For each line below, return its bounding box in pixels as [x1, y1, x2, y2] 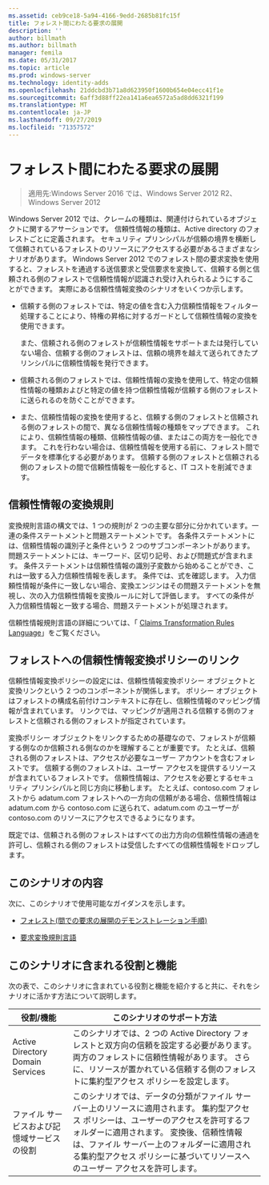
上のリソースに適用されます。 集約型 [88, 1103, 227, 1114]
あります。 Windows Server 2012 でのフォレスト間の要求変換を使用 [35, 254, 259, 263]
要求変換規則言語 [19, 933, 77, 942]
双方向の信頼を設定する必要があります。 [104, 1039, 257, 1050]
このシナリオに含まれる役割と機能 [8, 958, 177, 972]
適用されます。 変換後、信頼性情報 [112, 1127, 243, 1138]
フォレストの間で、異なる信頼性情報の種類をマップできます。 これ [41, 422, 260, 432]
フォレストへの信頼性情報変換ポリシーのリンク [8, 653, 240, 667]
